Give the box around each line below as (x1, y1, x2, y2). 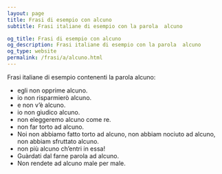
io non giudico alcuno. (16, 108, 80, 116)
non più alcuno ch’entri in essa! (16, 145, 105, 153)
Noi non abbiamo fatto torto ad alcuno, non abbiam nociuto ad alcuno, (16, 129, 216, 138)
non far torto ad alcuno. (16, 123, 85, 131)
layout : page (7, 10, 45, 17)
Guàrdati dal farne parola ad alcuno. (16, 151, 119, 160)
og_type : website (7, 48, 57, 55)
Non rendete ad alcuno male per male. (16, 159, 126, 167)
